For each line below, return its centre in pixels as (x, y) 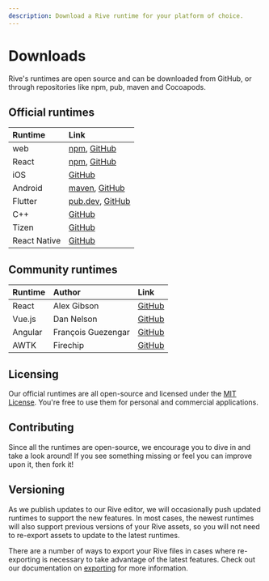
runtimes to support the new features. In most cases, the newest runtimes (131, 518)
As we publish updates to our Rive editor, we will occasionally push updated (134, 509)
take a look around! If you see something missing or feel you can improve (130, 456)
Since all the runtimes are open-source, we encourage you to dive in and (130, 447)
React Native (37, 241)
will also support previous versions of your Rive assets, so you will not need (134, 526)
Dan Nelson (75, 319)
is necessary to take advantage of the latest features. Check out (149, 559)
